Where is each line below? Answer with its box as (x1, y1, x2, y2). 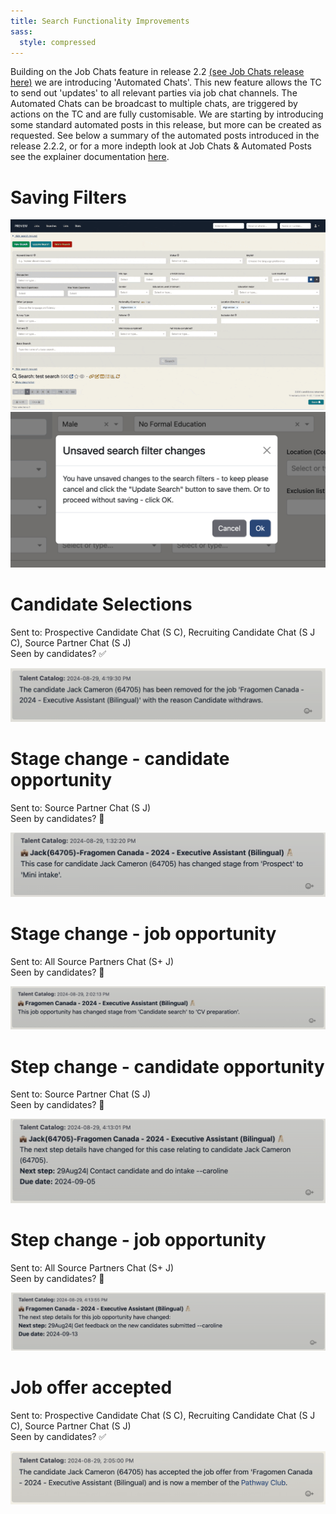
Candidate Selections (10, 593, 193, 616)
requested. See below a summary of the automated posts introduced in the (10, 130, 320, 142)
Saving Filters (10, 186, 128, 209)
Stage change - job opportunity (10, 922, 277, 945)
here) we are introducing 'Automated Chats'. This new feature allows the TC (10, 76, 322, 89)
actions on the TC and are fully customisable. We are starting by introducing (10, 108, 324, 120)
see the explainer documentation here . (10, 151, 170, 163)
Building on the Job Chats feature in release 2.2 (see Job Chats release (10, 66, 305, 78)
